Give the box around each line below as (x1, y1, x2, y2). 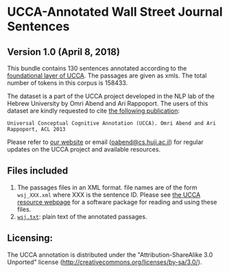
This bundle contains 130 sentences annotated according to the (7, 64, 187, 72)
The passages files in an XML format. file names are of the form (16, 183, 197, 191)
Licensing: (7, 233, 53, 244)
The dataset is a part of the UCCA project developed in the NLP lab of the (7, 92, 215, 100)
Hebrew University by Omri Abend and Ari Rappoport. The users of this (7, 99, 208, 107)
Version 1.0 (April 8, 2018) (7, 46, 120, 58)
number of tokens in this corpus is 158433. (7, 79, 128, 86)
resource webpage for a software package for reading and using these (16, 198, 217, 206)
